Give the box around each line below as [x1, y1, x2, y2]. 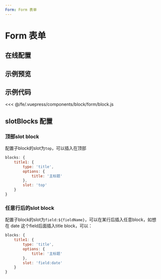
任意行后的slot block [5, 204, 55, 211]
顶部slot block [5, 133, 39, 140]
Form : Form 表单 [5, 7, 37, 12]
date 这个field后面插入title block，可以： [10, 223, 93, 229]
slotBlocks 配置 [5, 117, 53, 125]
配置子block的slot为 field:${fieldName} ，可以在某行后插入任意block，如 [5, 217, 152, 223]
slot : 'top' [23, 183, 48, 188]
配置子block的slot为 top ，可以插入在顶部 [5, 145, 87, 151]
